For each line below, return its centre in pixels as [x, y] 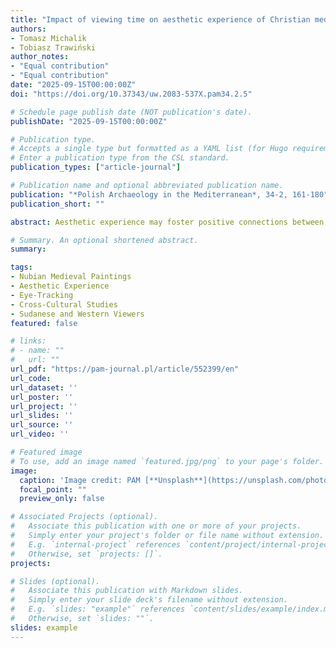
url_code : [31, 378]
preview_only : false [62, 499]
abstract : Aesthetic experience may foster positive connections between [167, 222]
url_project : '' [44, 406]
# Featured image [46, 452]
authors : [28, 29]
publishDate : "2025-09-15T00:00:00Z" [89, 121]
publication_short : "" [57, 204]
